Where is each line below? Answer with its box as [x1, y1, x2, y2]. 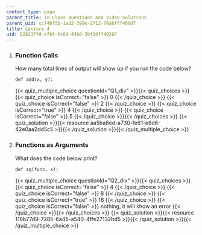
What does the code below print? [14, 155, 98, 162]
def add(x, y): [14, 77, 54, 83]
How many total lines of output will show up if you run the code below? [14, 65, 192, 72]
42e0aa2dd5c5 [14, 126, 54, 133]
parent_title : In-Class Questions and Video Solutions [6, 14, 147, 21]
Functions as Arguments [14, 141, 89, 149]
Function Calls [14, 51, 58, 60]
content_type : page [6, 8, 55, 15]
